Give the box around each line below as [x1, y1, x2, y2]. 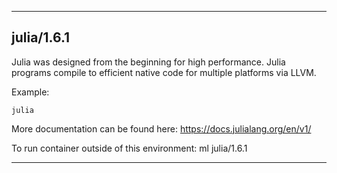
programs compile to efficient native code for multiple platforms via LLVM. [11, 66, 317, 78]
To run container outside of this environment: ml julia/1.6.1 [11, 142, 248, 154]
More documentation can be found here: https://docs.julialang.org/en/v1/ [11, 122, 312, 135]
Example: [11, 86, 50, 98]
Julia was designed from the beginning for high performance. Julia [11, 56, 286, 68]
